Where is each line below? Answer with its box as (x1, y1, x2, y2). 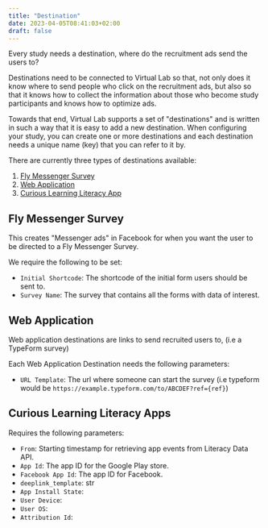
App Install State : (19, 486, 85, 496)
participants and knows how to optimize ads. (8, 98, 157, 109)
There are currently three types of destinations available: (8, 156, 197, 165)
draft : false (8, 27, 52, 35)
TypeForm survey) (8, 343, 70, 353)
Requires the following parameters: (8, 428, 125, 438)
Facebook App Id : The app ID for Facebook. (19, 469, 163, 479)
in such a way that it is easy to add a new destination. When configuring (8, 123, 247, 133)
